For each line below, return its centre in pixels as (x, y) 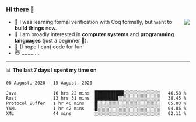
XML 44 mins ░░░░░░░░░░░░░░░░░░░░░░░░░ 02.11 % (96, 114)
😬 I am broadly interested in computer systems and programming (94, 34)
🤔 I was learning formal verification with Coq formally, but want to (93, 22)
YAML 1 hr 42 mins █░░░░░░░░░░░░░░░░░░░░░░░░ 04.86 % (96, 109)
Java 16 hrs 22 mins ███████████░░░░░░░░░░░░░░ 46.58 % (96, 93)
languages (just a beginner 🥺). (51, 41)
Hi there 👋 (20, 9)
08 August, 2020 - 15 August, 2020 (49, 83)
